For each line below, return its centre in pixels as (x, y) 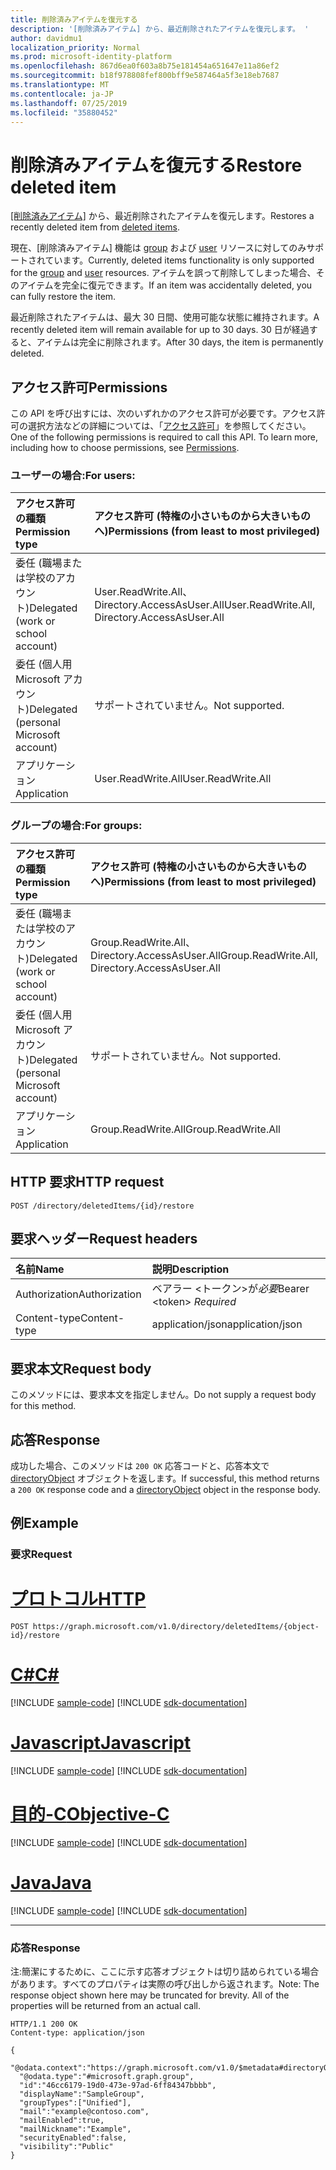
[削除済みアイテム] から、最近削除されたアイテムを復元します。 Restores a (162, 216)
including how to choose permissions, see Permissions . (125, 448)
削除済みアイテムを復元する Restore (156, 165)
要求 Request (41, 1554)
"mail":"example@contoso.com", (84, 2112)
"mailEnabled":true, (62, 2121)
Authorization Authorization (78, 1294)
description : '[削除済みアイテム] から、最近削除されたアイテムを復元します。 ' (160, 29)
